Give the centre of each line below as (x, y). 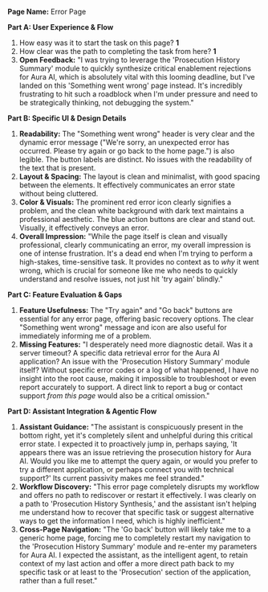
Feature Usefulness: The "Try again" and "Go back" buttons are (126, 310)
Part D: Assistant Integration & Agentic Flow (82, 411)
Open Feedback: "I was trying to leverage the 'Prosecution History (130, 60)
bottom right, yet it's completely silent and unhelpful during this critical (136, 435)
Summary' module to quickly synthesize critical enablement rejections (135, 68)
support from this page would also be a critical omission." (114, 396)
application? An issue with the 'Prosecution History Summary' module (134, 362)
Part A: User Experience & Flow (61, 27)
